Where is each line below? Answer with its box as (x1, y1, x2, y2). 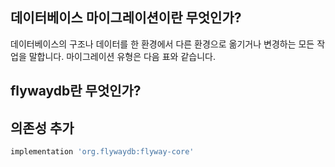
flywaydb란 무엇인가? (10, 83, 142, 100)
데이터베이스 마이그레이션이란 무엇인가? (10, 9, 242, 27)
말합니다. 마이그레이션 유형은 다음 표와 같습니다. (28, 50, 216, 62)
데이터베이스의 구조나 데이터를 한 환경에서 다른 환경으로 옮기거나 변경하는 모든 (10, 38, 315, 50)
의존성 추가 (10, 119, 75, 137)
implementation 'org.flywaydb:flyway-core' (10, 147, 195, 157)
